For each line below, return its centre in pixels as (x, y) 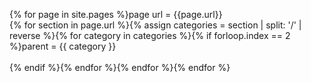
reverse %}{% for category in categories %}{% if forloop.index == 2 (150, 35)
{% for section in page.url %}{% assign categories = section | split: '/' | (155, 25)
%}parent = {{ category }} (63, 46)
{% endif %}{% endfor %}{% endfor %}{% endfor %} (120, 67)
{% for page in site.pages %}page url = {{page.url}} (116, 14)
